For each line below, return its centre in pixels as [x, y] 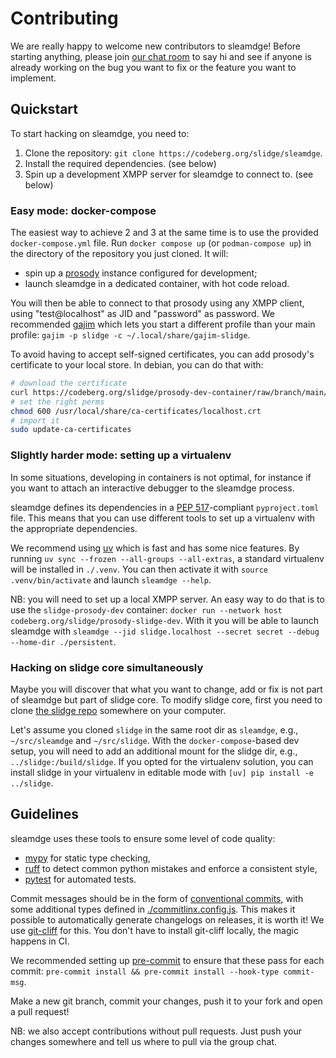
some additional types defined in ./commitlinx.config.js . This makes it [153, 909]
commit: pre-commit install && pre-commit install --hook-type [145, 971]
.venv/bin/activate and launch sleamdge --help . [111, 579]
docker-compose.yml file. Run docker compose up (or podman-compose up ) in [161, 243]
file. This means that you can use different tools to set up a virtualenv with [163, 518]
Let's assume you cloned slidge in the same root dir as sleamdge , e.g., [154, 729]
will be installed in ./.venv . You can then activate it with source [139, 569]
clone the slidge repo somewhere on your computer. [118, 710]
